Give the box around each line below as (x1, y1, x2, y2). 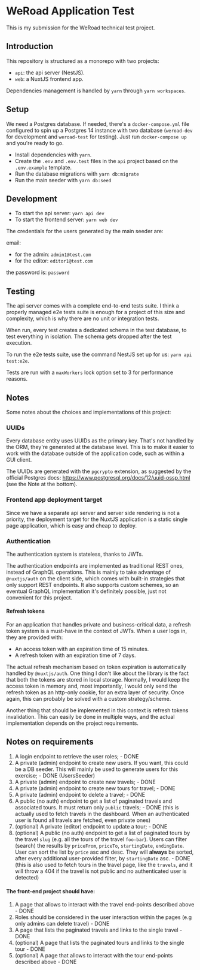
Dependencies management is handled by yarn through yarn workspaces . (6, 87, 186, 94)
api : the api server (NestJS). (14, 69, 85, 76)
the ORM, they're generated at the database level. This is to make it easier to (6, 444, 195, 451)
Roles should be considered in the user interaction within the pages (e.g (14, 914, 192, 921)
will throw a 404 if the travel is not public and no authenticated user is (14, 867, 187, 875)
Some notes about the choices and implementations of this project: (6, 409, 171, 415)
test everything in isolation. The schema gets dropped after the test (6, 333, 172, 340)
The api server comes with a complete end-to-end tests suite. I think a (6, 302, 179, 309)
